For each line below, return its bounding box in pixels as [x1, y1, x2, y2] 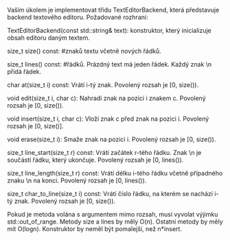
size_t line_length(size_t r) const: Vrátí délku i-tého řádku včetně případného [7, 169, 223, 177]
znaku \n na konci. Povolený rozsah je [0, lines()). [7, 176, 147, 184]
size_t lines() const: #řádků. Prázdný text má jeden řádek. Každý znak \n [7, 60, 212, 68]
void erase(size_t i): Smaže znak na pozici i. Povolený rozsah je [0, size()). [7, 135, 216, 143]
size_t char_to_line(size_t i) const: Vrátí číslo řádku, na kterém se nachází [7, 190, 214, 197]
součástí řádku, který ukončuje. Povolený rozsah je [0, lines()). [7, 156, 184, 164]
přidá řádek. [7, 68, 42, 75]
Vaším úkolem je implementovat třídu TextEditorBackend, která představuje [7, 6, 220, 14]
